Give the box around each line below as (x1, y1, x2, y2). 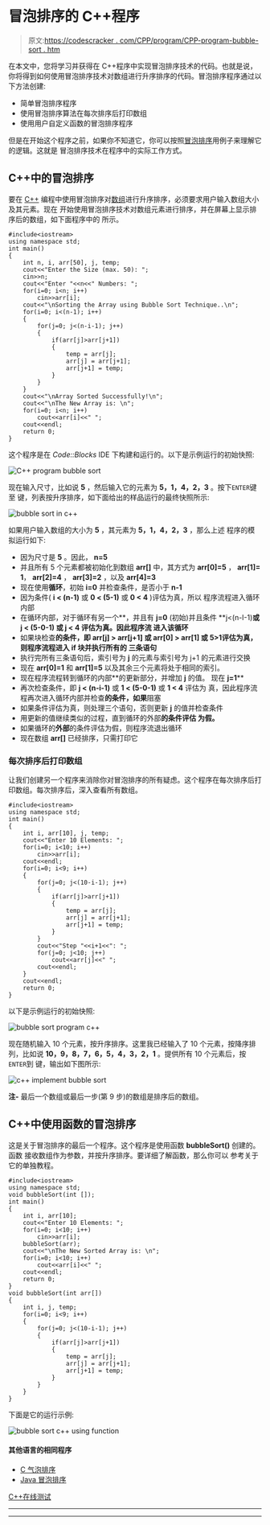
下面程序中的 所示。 (57, 214, 123, 224)
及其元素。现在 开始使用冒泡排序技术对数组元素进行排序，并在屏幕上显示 (8, 204, 250, 214)
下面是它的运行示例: (8, 1409, 75, 1420)
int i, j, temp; (22, 1303, 78, 1311)
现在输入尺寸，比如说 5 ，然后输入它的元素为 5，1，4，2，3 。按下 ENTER (8, 482, 251, 491)
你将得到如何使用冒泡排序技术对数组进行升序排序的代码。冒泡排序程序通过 (8, 71, 255, 80)
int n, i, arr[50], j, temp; (22, 258, 121, 266)
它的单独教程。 (8, 1160, 58, 1170)
